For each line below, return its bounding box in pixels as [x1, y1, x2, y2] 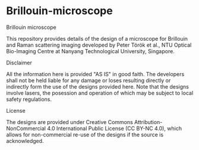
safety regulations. [6, 96, 52, 103]
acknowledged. [6, 137, 44, 144]
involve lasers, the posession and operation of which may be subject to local [6, 89, 194, 96]
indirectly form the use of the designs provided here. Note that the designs [6, 83, 189, 90]
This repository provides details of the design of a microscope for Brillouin [6, 35, 188, 42]
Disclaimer [6, 59, 33, 66]
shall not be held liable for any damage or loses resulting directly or [6, 77, 171, 84]
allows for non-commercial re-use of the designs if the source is [6, 131, 164, 138]
